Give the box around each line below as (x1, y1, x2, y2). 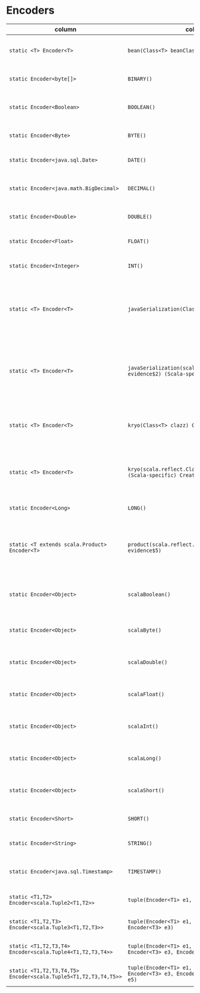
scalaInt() (127, 722, 159, 730)
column (54, 25, 77, 33)
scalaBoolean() (127, 591, 171, 598)
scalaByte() (127, 626, 162, 634)
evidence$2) (127, 370, 162, 377)
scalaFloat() (127, 691, 165, 697)
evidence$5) (127, 547, 162, 554)
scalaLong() (127, 755, 162, 762)
